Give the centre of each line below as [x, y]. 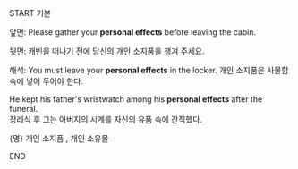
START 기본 [30, 13]
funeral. [24, 109]
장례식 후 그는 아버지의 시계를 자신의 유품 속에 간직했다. [106, 119]
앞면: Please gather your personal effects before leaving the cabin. [133, 32]
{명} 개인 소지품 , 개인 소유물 [59, 138]
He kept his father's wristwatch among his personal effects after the [136, 99]
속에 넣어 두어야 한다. [46, 81]
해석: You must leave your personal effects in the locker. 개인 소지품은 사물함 [149, 70]
